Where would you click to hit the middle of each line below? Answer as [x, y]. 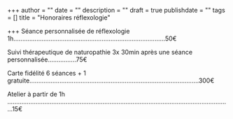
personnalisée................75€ [47, 59]
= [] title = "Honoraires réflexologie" [59, 17]
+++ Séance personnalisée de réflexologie [69, 31]
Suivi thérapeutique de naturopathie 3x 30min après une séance [100, 52]
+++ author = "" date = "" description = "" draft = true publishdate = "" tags [116, 10]
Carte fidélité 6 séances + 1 [47, 73]
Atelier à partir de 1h [36, 94]
